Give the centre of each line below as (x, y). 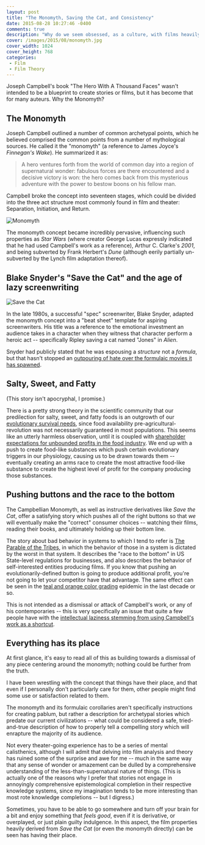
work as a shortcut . (31, 624)
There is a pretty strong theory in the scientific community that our (90, 410)
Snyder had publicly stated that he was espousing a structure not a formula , (102, 352)
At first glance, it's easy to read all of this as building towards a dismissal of (101, 658)
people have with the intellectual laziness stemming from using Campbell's (100, 618)
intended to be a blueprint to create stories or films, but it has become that (100, 93)
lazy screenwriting (43, 287)
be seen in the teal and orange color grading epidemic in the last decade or (101, 586)
